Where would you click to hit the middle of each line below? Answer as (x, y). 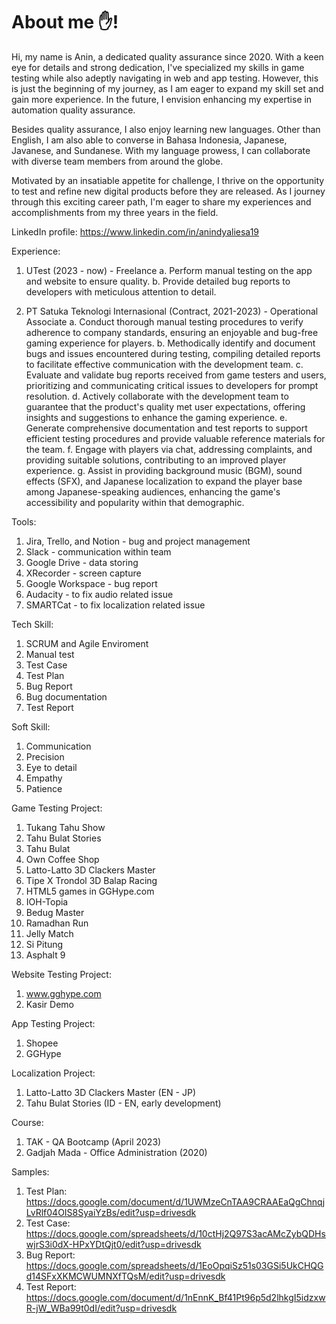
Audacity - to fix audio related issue (99, 594)
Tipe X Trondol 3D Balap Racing (91, 880)
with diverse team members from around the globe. (117, 161)
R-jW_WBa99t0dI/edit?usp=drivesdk (101, 1308)
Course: (27, 1122)
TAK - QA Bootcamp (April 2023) (93, 1141)
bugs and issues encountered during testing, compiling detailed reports (173, 353)
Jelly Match (49, 933)
